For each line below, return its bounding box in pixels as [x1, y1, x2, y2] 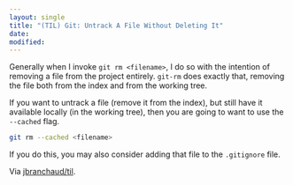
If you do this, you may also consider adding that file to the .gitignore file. [9, 149, 281, 159]
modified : [9, 37, 46, 47]
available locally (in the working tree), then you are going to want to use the [9, 107, 284, 117]
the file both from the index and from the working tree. [9, 80, 208, 91]
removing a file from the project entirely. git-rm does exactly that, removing [9, 71, 285, 82]
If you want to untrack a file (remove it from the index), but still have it [9, 98, 263, 108]
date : [9, 29, 29, 38]
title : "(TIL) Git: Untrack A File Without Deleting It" [9, 21, 224, 30]
